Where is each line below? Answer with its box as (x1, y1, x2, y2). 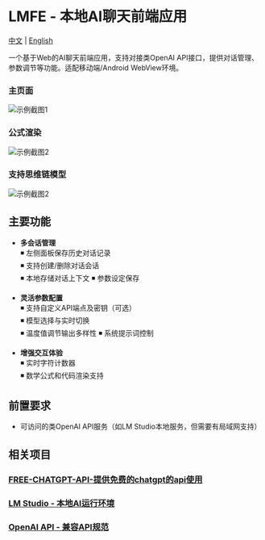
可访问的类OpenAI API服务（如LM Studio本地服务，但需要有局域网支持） (19, 421, 262, 432)
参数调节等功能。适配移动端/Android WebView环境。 (8, 62, 184, 73)
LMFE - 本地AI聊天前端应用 (8, 7, 188, 26)
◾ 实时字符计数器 (19, 358, 77, 367)
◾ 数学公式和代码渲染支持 (19, 370, 105, 380)
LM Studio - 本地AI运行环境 (8, 497, 115, 509)
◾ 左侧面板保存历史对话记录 (19, 248, 111, 257)
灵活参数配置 (19, 292, 63, 303)
